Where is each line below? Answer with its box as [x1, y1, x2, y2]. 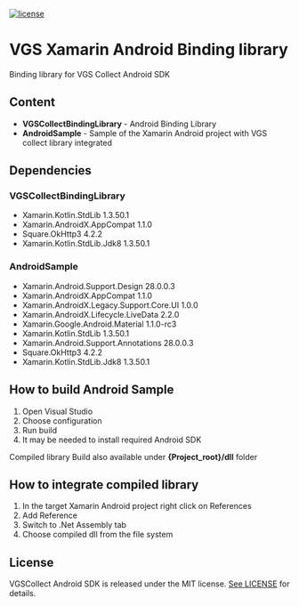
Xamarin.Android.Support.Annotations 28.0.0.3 [21, 337, 194, 348]
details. [9, 588, 36, 599]
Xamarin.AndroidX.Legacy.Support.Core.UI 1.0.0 [21, 299, 198, 311]
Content [9, 94, 56, 110]
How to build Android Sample [9, 383, 174, 398]
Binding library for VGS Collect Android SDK [9, 69, 171, 79]
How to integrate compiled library [9, 477, 199, 492]
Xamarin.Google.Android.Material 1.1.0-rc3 [21, 319, 177, 329]
